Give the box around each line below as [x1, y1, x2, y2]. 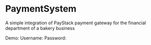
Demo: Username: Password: [5, 35, 67, 41]
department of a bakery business [5, 25, 75, 31]
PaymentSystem [5, 3, 77, 15]
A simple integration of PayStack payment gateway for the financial [5, 20, 146, 26]
